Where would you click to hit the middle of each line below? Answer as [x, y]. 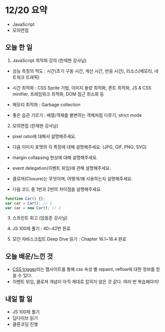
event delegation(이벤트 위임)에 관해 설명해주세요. [61, 168]
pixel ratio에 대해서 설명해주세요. [44, 136]
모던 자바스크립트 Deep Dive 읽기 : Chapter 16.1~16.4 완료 [69, 239]
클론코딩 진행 [25, 324]
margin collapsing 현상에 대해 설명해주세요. [55, 157]
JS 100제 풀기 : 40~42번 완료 [41, 228]
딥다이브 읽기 [25, 318]
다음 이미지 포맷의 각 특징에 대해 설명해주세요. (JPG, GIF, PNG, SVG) [79, 147]
